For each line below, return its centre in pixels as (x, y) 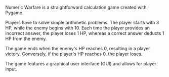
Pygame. (14, 13)
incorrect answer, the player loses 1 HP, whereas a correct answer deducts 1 (85, 33)
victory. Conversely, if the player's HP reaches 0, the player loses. (74, 54)
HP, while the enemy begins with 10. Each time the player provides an (78, 28)
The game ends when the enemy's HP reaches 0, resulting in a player (78, 48)
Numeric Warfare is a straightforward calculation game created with (76, 7)
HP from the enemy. (26, 38)
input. (11, 69)
